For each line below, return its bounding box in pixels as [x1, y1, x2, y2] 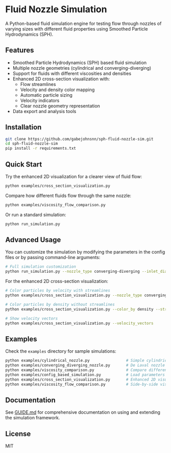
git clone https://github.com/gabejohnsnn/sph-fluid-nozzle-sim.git [5, 136, 154, 141]
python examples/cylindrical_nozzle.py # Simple [5, 358, 145, 363]
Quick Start [5, 160, 42, 168]
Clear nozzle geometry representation [20, 103, 100, 109]
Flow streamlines [20, 81, 56, 87]
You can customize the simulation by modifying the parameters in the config [5, 249, 165, 255]
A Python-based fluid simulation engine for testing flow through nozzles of [5, 20, 162, 26]
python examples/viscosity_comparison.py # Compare [5, 367, 147, 373]
